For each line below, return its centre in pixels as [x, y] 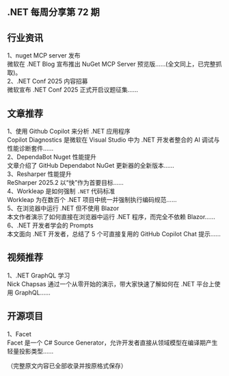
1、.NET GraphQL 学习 [39, 275]
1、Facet [19, 334]
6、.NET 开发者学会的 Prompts [50, 225]
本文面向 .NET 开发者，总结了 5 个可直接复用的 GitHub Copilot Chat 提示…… [114, 234]
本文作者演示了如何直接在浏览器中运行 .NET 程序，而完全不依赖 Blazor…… [111, 217]
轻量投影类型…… [30, 351]
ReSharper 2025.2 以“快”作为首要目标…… [66, 183]
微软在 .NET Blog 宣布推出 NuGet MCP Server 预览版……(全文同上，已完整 [111, 64]
